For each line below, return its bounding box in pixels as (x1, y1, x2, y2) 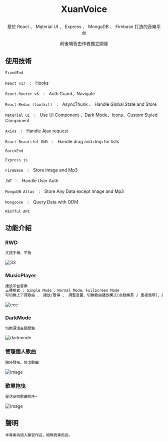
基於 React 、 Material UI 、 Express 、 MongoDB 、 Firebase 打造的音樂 (7, 24, 156, 30)
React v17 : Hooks (5, 80, 49, 86)
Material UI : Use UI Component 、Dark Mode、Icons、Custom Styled (5, 112, 158, 118)
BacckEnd (5, 148, 23, 153)
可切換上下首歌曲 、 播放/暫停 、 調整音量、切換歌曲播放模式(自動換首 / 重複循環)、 (5, 293, 161, 298)
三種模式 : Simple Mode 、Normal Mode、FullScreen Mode (5, 288, 119, 293)
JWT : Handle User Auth (5, 177, 59, 183)
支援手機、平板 (5, 251, 31, 256)
